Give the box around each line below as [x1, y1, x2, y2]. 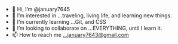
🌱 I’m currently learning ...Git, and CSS [11, 18, 106, 25]
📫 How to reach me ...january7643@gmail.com [11, 32, 130, 38]
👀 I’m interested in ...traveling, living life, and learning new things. [11, 12, 172, 19]
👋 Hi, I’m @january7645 [11, 6, 70, 12]
